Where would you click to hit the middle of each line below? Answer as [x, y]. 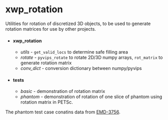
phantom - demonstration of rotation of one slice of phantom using [91, 97]
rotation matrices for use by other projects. [51, 29]
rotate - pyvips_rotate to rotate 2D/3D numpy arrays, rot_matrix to [91, 58]
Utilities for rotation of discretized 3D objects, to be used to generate [78, 23]
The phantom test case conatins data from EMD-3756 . [63, 112]
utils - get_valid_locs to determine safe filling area [74, 52]
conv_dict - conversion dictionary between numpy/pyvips [81, 68]
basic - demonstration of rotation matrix [63, 91]
